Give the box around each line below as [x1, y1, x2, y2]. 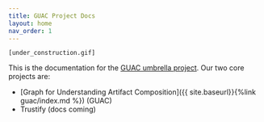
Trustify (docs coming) [19, 104, 97, 114]
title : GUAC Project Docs [8, 11, 95, 20]
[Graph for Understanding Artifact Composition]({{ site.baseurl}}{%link [19, 87, 257, 97]
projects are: [8, 72, 51, 82]
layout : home [8, 19, 52, 27]
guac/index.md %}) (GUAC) [19, 96, 113, 106]
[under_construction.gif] [8, 49, 95, 57]
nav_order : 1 [8, 27, 52, 35]
